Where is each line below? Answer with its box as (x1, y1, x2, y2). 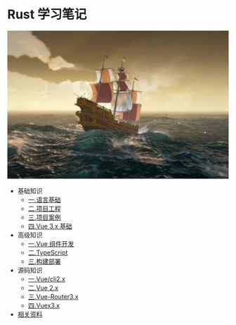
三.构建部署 (27, 257, 61, 265)
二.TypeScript (27, 248, 68, 257)
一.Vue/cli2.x (27, 274, 65, 283)
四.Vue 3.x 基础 (27, 221, 72, 230)
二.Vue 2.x (27, 283, 58, 292)
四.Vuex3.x (27, 301, 60, 309)
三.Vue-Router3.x (27, 292, 79, 300)
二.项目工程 (27, 204, 61, 212)
